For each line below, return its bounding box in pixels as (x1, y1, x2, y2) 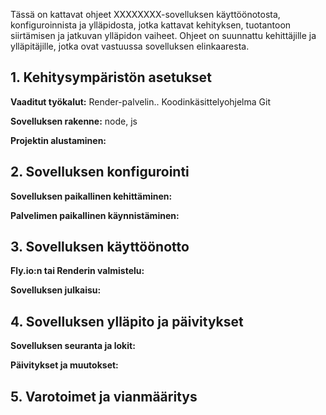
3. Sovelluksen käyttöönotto (10, 239, 190, 256)
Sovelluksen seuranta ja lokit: (10, 340, 136, 352)
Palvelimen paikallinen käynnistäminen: (10, 209, 180, 221)
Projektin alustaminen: (10, 134, 107, 146)
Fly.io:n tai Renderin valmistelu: (10, 265, 145, 277)
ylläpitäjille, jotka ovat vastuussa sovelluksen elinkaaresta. (10, 40, 250, 52)
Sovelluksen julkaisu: (10, 284, 102, 296)
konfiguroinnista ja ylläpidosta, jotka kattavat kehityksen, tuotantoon (10, 19, 292, 31)
